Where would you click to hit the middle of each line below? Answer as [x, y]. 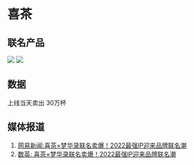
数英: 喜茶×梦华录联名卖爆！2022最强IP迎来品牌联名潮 [97, 154]
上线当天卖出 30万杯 [37, 103]
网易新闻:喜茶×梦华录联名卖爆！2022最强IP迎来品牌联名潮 [102, 145]
